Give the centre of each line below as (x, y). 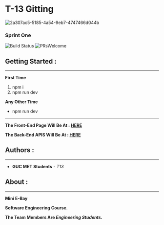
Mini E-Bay (16, 198)
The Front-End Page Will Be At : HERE (43, 125)
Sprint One (18, 35)
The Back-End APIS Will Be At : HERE (43, 135)
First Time (16, 78)
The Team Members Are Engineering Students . (54, 217)
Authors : (20, 150)
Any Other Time (21, 102)
